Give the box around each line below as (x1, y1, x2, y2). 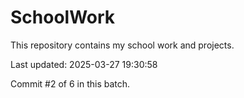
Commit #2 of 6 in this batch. (10, 77, 131, 90)
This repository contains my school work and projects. (10, 39, 235, 51)
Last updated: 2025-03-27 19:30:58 (10, 58, 158, 70)
